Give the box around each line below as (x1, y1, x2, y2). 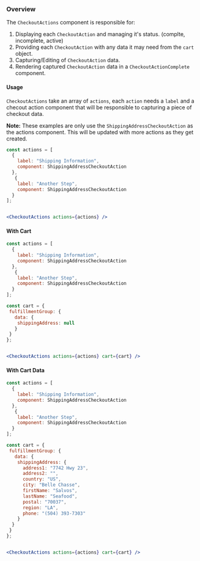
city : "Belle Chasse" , (22, 482, 80, 488)
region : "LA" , (22, 504, 59, 511)
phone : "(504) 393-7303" (22, 510, 86, 516)
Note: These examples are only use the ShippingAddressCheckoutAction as (6, 121, 193, 129)
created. (6, 135, 27, 142)
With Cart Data (6, 366, 45, 374)
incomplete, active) (15, 37, 64, 45)
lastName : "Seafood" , (22, 493, 78, 499)
